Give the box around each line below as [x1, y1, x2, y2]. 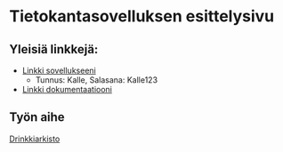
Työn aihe [9, 109, 65, 125]
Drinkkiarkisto [9, 133, 61, 144]
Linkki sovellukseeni [21, 65, 96, 76]
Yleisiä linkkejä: [9, 42, 99, 57]
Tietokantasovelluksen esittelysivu [9, 6, 275, 27]
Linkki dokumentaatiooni [21, 84, 113, 94]
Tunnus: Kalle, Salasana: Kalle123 [35, 75, 158, 85]
